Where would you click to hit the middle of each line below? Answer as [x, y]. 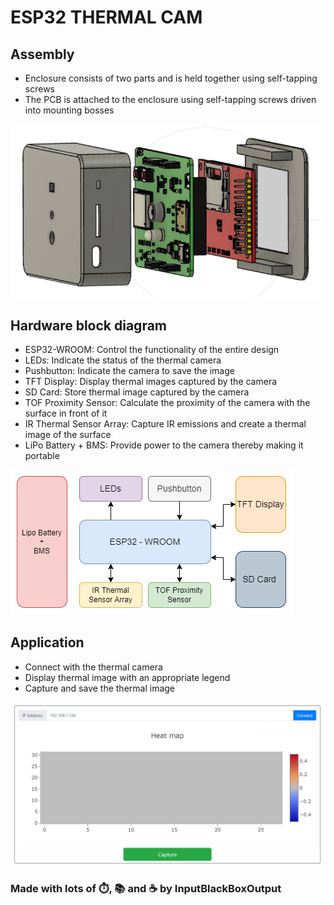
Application [47, 642]
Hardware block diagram [89, 325]
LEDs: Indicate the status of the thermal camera [123, 360]
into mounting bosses [69, 110]
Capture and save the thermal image [100, 688]
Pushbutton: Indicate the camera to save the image [129, 371]
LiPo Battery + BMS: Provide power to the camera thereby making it [164, 445]
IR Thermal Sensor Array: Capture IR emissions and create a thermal [165, 424]
